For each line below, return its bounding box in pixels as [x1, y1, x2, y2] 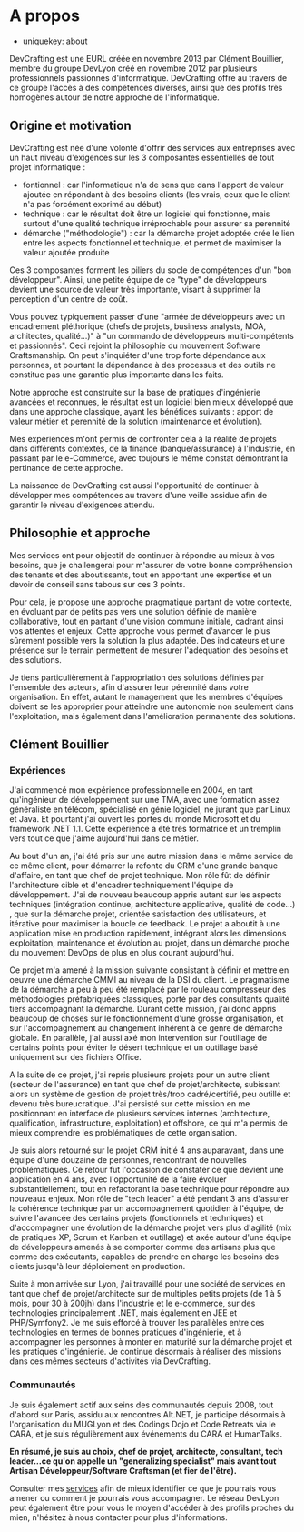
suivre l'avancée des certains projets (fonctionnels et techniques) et [9, 1213, 264, 1224]
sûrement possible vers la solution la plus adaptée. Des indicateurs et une [9, 635, 286, 646]
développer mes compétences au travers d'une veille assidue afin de [9, 489, 268, 500]
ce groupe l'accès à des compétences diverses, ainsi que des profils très [9, 82, 283, 93]
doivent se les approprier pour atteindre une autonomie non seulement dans [9, 701, 294, 712]
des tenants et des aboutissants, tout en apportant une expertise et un [9, 569, 272, 580]
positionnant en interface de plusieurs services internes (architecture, [9, 1108, 270, 1119]
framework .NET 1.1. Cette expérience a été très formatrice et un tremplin [9, 824, 282, 835]
